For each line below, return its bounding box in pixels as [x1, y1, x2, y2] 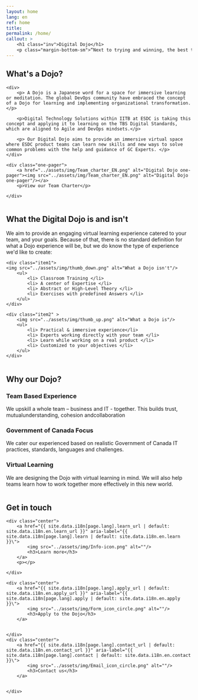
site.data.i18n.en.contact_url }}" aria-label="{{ [6, 647, 133, 653]
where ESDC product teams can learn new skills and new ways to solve [6, 141, 183, 148]
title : [6, 25, 22, 31]
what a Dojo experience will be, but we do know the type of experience [6, 243, 179, 250]
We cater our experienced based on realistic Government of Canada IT [6, 440, 178, 447]
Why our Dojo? [6, 374, 62, 384]
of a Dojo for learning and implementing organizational [6, 100, 149, 106]
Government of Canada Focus [6, 426, 94, 434]
